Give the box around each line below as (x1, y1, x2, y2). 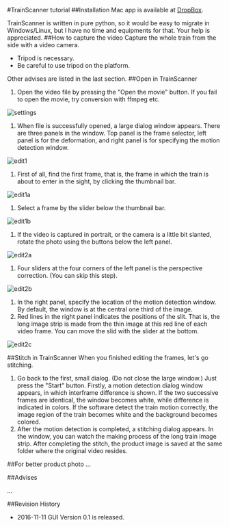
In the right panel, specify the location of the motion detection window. (16, 298, 217, 306)
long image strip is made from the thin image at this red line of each (16, 320, 208, 328)
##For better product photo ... (7, 460, 91, 468)
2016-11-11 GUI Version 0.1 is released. (16, 513, 125, 521)
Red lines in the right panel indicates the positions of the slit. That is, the (16, 313, 220, 320)
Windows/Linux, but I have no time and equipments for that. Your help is (7, 27, 211, 34)
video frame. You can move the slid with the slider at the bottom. (16, 327, 200, 335)
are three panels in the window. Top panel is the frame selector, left (16, 129, 207, 137)
